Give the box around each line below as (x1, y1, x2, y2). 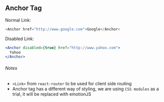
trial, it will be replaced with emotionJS (12, 91, 91, 97)
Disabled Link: (5, 36, 34, 42)
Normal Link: (5, 17, 31, 23)
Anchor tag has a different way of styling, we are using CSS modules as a (12, 86, 159, 92)
